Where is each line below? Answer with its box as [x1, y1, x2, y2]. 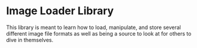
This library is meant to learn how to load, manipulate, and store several [6, 24, 181, 31]
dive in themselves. [6, 36, 53, 43]
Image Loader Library [6, 4, 114, 18]
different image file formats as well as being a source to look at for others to [6, 30, 192, 37]
